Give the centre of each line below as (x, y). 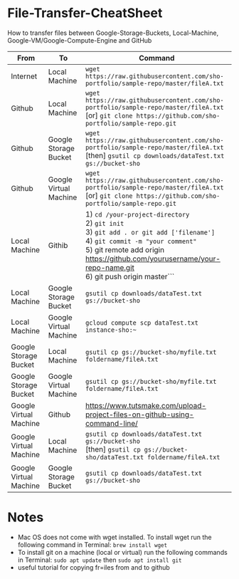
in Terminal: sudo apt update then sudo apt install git (100, 560)
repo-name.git (110, 267)
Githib (58, 245)
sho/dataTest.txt (115, 457)
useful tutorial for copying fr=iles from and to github (94, 567)
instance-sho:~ (111, 330)
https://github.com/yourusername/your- (153, 259)
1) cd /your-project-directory (137, 214)
